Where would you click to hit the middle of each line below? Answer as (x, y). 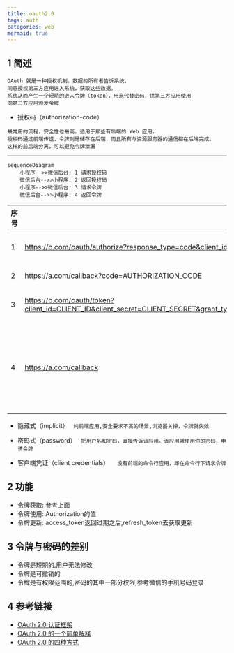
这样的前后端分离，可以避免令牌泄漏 (52, 147)
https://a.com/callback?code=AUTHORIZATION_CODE (114, 276)
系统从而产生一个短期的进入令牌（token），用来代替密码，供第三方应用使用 (99, 96)
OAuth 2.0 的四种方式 (48, 642)
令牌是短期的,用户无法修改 (55, 565)
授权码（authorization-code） (60, 117)
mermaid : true (28, 33)
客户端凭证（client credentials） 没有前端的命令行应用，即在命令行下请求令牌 (122, 463)
